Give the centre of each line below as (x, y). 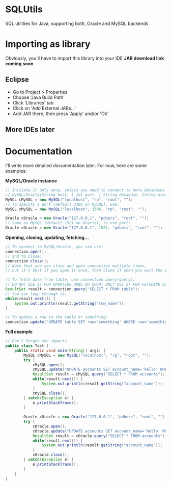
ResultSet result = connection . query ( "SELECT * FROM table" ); (73, 289)
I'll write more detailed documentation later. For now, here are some (76, 166)
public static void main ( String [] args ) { (60, 350)
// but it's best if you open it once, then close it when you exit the (84, 271)
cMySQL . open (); (49, 365)
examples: (16, 171)
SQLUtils (24, 9)
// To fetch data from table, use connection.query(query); (70, 280)
